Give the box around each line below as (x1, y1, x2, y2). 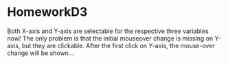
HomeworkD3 (7, 4, 88, 20)
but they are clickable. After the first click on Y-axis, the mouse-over (21, 41, 215, 50)
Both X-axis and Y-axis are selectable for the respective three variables (7, 27, 209, 35)
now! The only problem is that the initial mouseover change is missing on (7, 34, 214, 42)
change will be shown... (7, 49, 74, 57)
